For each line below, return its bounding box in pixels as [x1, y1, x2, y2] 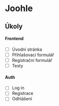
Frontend [5, 36, 24, 42]
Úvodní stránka [12, 46, 42, 52]
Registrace [12, 91, 34, 96]
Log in [12, 85, 25, 91]
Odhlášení [12, 96, 32, 102]
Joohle [5, 3, 33, 14]
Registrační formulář [12, 57, 53, 63]
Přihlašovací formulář [12, 52, 54, 58]
